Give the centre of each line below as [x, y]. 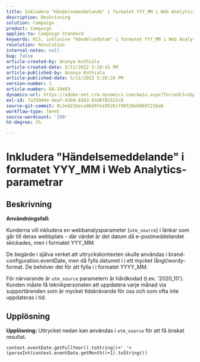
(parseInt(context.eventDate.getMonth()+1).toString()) [77, 353]
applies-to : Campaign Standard [45, 34]
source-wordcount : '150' [37, 117]
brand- [177, 254]
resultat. [16, 336]
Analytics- [160, 170]
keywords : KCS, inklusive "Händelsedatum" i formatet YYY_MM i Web [92, 39]
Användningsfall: [28, 219]
